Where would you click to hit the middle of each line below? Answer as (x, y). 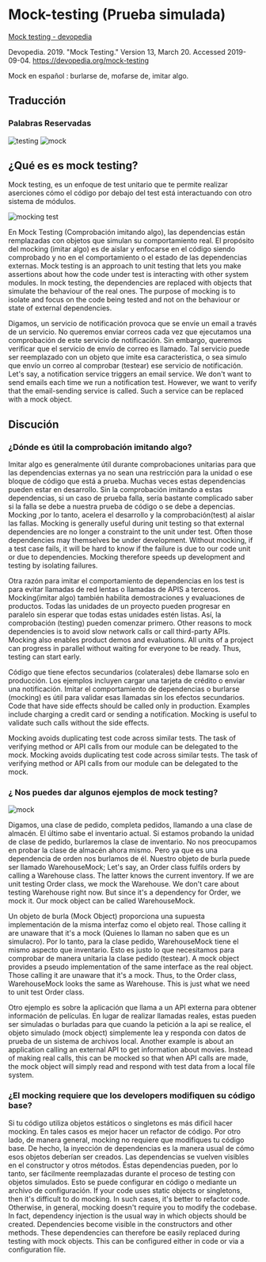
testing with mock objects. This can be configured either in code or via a (126, 1241)
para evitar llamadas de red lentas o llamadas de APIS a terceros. (114, 590)
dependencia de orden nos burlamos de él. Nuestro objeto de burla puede (129, 859)
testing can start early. (45, 657)
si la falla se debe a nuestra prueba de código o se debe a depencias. (122, 506)
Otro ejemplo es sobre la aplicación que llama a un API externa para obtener (133, 1008)
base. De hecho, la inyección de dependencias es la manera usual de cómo (131, 1148)
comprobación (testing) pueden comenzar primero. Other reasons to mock (130, 623)
